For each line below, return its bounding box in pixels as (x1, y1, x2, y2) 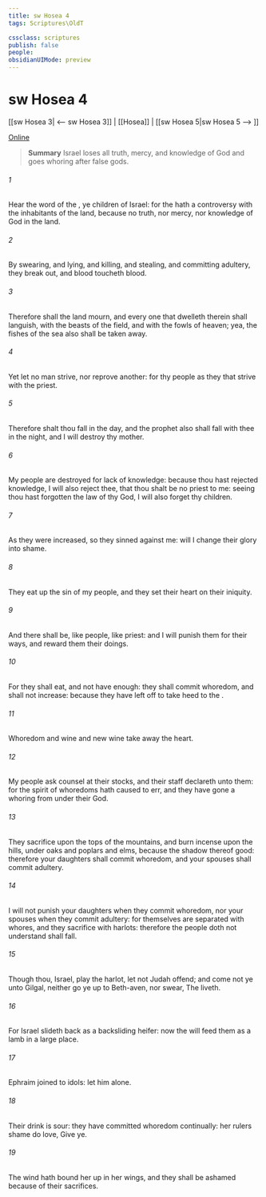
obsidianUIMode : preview (8, 56, 91, 64)
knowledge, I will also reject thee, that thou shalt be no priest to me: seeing (8, 484, 256, 494)
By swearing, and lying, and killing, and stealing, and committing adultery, (8, 260, 251, 269)
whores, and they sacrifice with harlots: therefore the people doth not (8, 922, 237, 932)
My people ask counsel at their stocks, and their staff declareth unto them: (8, 776, 254, 786)
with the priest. (8, 380, 58, 389)
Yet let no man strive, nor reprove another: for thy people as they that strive (8, 372, 256, 381)
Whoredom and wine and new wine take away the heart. (8, 734, 194, 744)
